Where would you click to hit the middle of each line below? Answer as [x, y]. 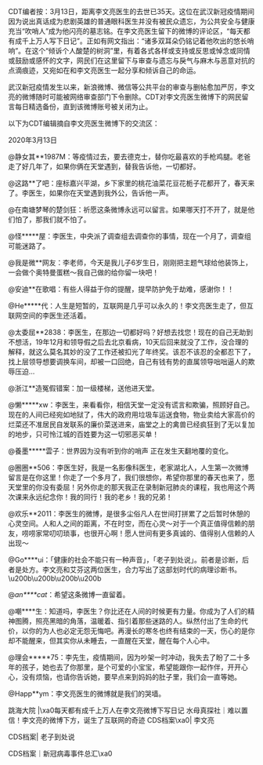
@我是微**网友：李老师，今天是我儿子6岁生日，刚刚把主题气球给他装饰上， [130, 262]
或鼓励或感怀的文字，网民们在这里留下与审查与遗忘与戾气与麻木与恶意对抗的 [131, 60]
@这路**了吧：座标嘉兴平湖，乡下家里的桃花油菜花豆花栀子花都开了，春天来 [131, 183]
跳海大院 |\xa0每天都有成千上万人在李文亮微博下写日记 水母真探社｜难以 [124, 710]
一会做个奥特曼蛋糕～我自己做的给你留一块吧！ [83, 272]
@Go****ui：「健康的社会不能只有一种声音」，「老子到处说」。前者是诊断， [125, 560]
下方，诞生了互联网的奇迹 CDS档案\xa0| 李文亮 [139, 720]
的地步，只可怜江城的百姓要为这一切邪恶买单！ [83, 434]
